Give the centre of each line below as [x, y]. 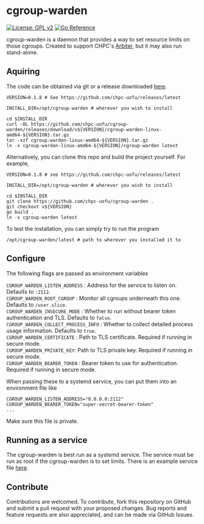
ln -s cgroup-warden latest [42, 217]
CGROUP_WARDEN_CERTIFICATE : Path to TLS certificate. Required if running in [99, 337]
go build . [20, 212]
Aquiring [23, 72]
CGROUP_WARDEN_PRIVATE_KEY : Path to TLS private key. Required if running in [100, 350]
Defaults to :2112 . [28, 291]
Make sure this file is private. [42, 421]
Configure [26, 259]
